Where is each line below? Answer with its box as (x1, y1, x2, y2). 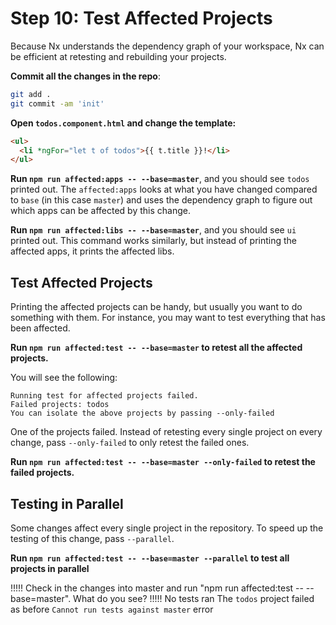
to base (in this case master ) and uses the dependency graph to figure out (10, 194, 313, 206)
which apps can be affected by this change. (10, 205, 191, 217)
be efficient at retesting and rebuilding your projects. (10, 50, 227, 62)
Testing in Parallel (10, 495, 124, 512)
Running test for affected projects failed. (10, 391, 199, 401)
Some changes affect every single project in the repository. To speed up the (10, 522, 324, 534)
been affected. (10, 322, 71, 334)
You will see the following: (10, 372, 118, 384)
